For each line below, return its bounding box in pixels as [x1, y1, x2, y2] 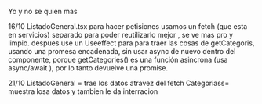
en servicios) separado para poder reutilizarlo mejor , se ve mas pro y [8, 30, 234, 39]
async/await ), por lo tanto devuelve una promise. [8, 63, 169, 73]
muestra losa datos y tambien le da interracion [8, 87, 158, 96]
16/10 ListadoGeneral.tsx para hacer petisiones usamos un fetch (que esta [8, 22, 248, 30]
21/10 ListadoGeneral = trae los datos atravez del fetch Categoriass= [8, 78, 230, 88]
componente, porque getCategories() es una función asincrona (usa [8, 55, 228, 64]
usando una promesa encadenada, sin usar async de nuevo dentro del [8, 47, 236, 56]
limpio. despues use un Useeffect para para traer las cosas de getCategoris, [8, 38, 255, 48]
